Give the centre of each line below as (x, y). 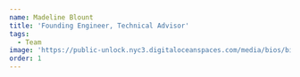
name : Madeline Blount (51, 17)
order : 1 (25, 58)
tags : (19, 34)
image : (21, 50)
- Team (29, 42)
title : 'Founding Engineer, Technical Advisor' (100, 26)
